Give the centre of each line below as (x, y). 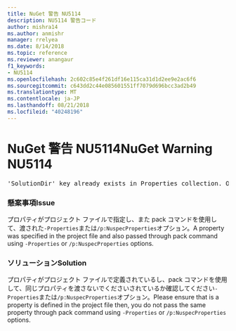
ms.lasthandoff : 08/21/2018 (48, 105)
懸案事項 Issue (31, 202)
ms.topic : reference (38, 53)
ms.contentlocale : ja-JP (44, 99)
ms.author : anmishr (36, 33)
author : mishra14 (33, 27)
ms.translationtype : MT (42, 92)
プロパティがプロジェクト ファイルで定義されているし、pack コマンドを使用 (117, 280)
